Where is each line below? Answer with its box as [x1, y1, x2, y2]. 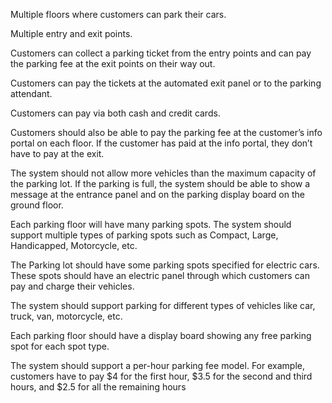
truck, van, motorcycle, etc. [10, 310, 123, 322]
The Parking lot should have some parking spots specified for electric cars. [10, 259, 320, 271]
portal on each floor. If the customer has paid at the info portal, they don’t [10, 137, 313, 149]
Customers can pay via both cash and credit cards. [10, 107, 221, 119]
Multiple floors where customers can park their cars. [10, 9, 227, 20]
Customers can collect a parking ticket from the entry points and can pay [10, 47, 312, 59]
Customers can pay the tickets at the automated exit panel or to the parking [10, 77, 322, 89]
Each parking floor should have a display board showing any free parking [10, 330, 312, 341]
